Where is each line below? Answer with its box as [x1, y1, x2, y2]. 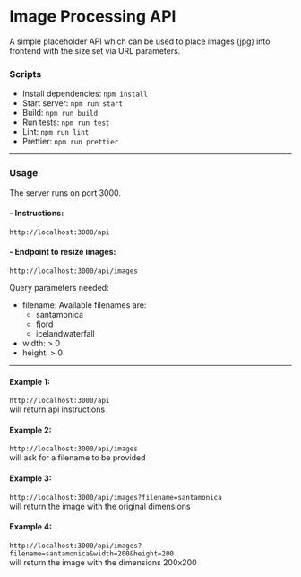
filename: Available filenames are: [21, 299, 147, 310]
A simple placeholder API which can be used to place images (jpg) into [9, 36, 271, 47]
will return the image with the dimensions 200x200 [9, 556, 197, 567]
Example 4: [9, 521, 52, 532]
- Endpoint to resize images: [9, 247, 116, 258]
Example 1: [9, 376, 51, 387]
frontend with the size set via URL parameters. [9, 45, 181, 56]
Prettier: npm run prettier [21, 136, 119, 147]
